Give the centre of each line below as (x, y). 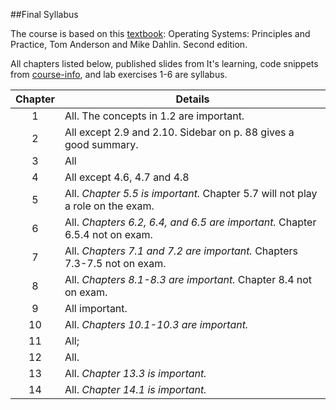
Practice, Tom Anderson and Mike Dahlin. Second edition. (129, 44)
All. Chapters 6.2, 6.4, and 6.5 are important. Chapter (190, 222)
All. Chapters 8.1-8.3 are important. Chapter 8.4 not (188, 279)
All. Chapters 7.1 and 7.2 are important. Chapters (181, 251)
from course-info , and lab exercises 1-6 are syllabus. (119, 74)
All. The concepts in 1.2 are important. (154, 116)
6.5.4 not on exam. (108, 234)
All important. (96, 308)
